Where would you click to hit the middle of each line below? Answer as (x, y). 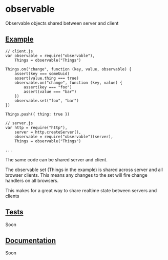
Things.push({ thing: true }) (38, 114)
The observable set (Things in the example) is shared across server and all (84, 170)
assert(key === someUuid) (42, 73)
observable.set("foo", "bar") (47, 101)
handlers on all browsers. (32, 180)
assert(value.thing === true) (47, 78)
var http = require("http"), (36, 127)
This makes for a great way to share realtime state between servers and (81, 190)
